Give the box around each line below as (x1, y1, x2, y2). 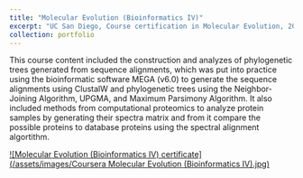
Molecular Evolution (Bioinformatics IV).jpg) (107, 159, 271, 170)
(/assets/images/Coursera (9, 159, 106, 170)
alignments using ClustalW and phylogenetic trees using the (9, 83, 233, 95)
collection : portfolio (9, 30, 95, 39)
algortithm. (9, 132, 50, 143)
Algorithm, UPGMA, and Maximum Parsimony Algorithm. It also (39, 93, 272, 104)
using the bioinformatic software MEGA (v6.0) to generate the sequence (9, 74, 278, 85)
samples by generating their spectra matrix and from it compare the (9, 112, 262, 123)
